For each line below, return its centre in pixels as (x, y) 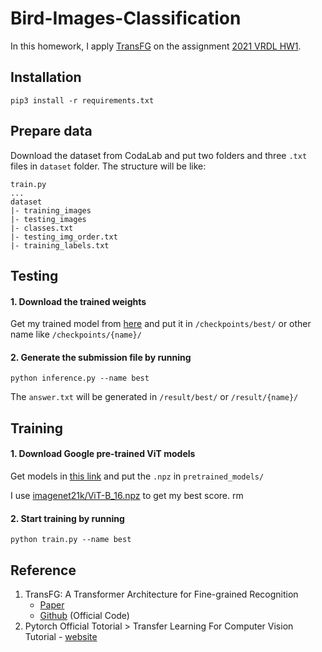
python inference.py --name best (80, 378)
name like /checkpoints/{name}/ (76, 334)
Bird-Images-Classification (126, 18)
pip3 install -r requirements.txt (82, 100)
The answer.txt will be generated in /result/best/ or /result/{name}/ (154, 397)
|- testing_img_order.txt (64, 237)
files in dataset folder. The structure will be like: (108, 166)
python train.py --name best (71, 540)
